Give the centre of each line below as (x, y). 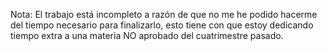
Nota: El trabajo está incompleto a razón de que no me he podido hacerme (164, 14)
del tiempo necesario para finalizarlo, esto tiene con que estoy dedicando (162, 25)
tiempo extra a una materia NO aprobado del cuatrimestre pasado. (147, 35)
